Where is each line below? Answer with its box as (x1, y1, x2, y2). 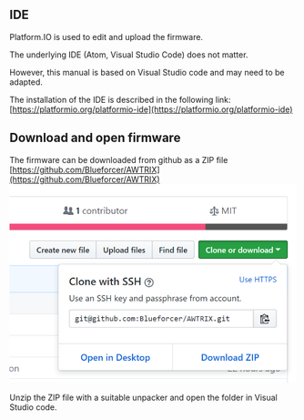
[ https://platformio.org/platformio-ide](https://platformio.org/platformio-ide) (9, 104, 293, 115)
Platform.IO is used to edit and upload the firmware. (9, 31, 203, 42)
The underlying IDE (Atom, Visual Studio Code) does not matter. (9, 49, 248, 60)
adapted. (9, 77, 44, 87)
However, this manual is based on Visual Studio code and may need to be (9, 67, 285, 77)
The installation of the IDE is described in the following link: (9, 94, 231, 105)
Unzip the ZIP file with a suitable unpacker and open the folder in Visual (9, 392, 278, 403)
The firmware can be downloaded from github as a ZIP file (9, 154, 228, 165)
